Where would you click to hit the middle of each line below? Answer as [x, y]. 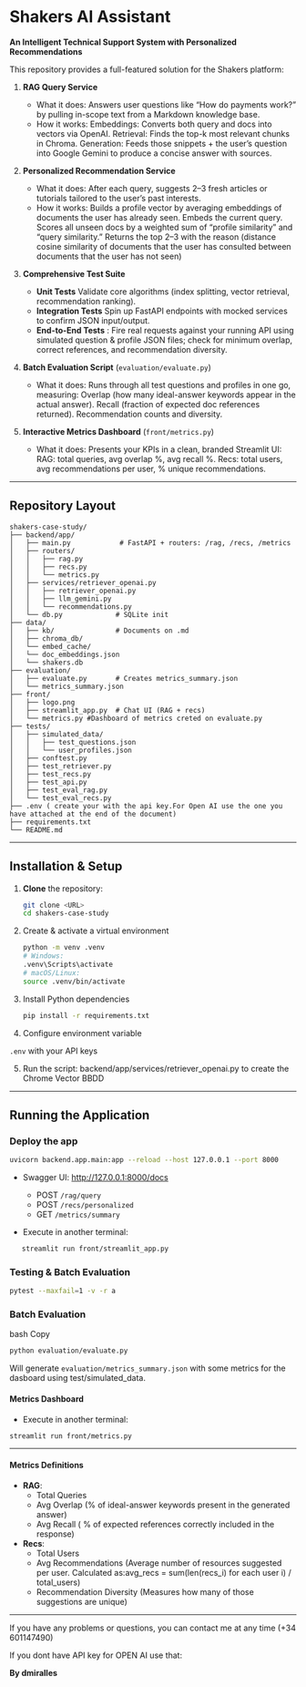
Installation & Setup [66, 866]
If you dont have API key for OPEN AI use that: [96, 1655]
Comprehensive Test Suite [74, 273]
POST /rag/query [69, 1195]
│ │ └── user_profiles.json [71, 750]
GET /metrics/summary [78, 1215]
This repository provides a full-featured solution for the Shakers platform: [147, 69]
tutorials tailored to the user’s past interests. [119, 198]
